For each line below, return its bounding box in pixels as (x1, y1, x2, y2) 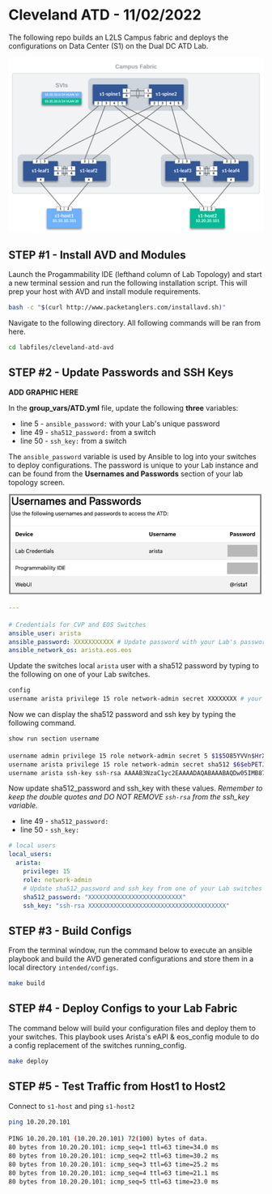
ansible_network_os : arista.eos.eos (8, 646, 132, 655)
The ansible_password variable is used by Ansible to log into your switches (8, 451, 257, 461)
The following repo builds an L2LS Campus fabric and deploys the (8, 32, 229, 42)
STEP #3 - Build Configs (8, 923, 132, 937)
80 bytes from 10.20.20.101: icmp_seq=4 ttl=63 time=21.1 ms (8, 1169, 219, 1177)
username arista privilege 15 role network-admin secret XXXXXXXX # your (8, 695, 263, 703)
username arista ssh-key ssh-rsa (8, 769, 121, 777)
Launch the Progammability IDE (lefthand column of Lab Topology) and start (8, 270, 262, 279)
